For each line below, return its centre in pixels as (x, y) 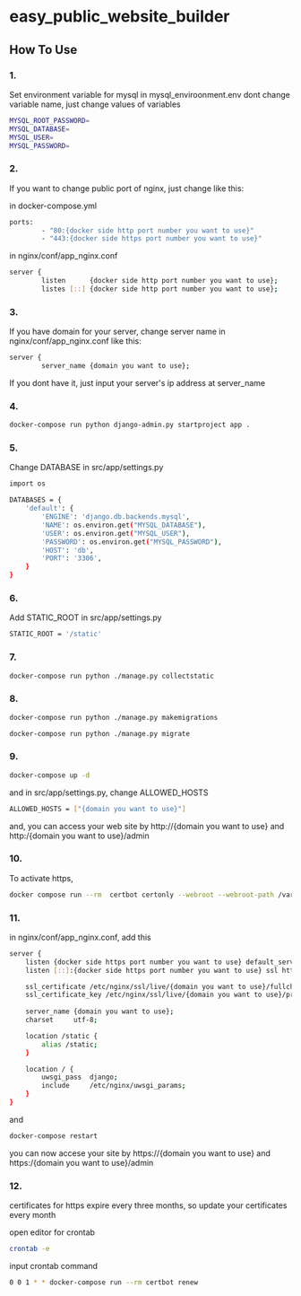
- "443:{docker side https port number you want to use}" (152, 239)
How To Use (43, 50)
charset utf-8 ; (62, 1020)
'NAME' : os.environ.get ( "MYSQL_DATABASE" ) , (124, 525)
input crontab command (54, 1266)
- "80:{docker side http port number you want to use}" (148, 231)
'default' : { (50, 509)
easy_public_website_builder (120, 17)
